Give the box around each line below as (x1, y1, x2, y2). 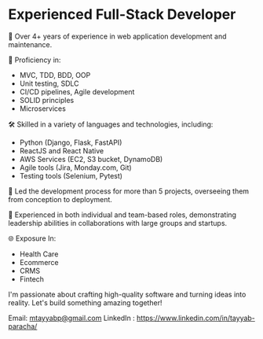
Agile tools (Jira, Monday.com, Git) (19, 163, 132, 172)
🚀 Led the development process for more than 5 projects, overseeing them (8, 186, 250, 196)
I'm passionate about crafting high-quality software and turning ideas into (8, 289, 247, 299)
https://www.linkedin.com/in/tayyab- (136, 313, 255, 322)
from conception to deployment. (8, 194, 112, 204)
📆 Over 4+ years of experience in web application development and (8, 31, 227, 41)
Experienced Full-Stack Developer (8, 6, 236, 24)
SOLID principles (19, 95, 75, 105)
